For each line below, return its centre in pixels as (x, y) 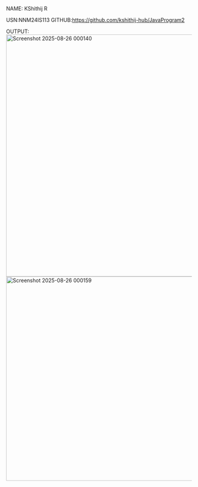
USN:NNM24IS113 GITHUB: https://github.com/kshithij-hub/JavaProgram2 (95, 20)
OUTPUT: (18, 31)
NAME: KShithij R (27, 9)
